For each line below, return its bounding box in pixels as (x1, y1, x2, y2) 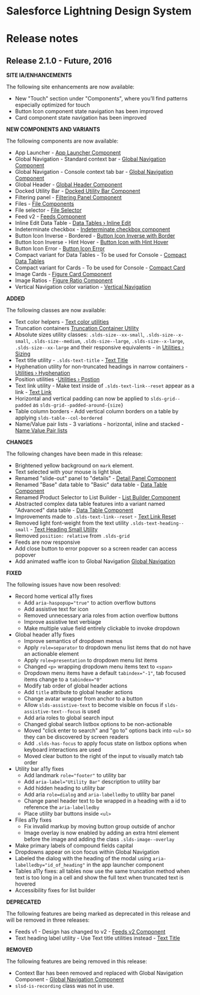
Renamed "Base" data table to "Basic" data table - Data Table (14, 481, 168, 488)
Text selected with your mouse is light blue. (14, 468, 123, 476)
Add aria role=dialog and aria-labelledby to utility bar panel (23, 791, 175, 798)
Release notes (6, 32, 79, 46)
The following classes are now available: (6, 307, 106, 314)
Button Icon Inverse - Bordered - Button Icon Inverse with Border (14, 232, 175, 239)
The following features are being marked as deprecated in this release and (6, 910, 190, 917)
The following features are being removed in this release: (6, 958, 147, 965)
